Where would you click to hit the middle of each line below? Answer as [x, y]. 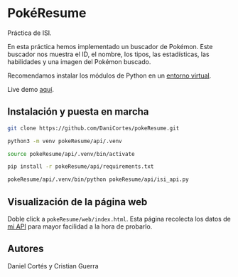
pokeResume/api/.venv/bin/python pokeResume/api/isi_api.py [98, 179]
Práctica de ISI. [29, 33]
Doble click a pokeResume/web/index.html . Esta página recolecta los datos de [119, 219]
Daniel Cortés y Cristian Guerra [53, 266]
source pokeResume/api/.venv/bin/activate [71, 154]
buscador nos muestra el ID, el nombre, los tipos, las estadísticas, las [108, 54]
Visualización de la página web [77, 202]
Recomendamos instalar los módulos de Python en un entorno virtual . [109, 75]
